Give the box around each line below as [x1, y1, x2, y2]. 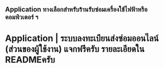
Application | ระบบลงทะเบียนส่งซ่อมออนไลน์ [5, 33, 159, 44]
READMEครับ [5, 54, 55, 65]
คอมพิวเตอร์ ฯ [5, 13, 38, 22]
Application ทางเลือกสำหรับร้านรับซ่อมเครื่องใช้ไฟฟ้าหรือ [5, 5, 148, 14]
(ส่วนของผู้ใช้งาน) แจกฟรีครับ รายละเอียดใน [5, 43, 145, 54]
